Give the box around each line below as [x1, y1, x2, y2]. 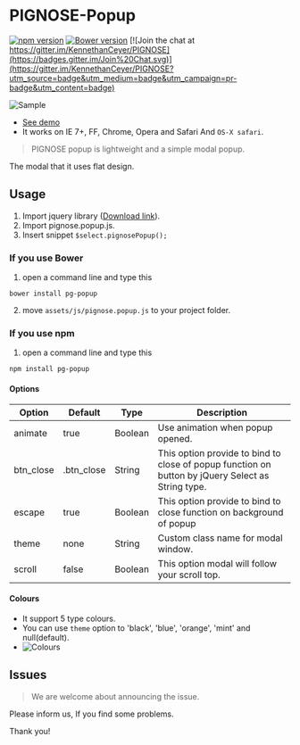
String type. [157, 480, 207, 493]
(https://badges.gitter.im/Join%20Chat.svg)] [9, 54, 172, 64]
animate [13, 426, 47, 439]
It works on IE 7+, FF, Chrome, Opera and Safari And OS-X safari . [21, 126, 264, 137]
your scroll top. [157, 568, 221, 581]
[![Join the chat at [129, 35, 196, 46]
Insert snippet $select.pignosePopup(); [21, 229, 168, 240]
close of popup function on [157, 458, 271, 470]
